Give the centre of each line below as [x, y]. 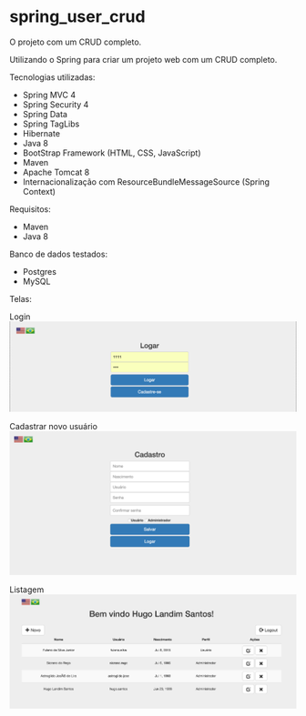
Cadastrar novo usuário [54, 426]
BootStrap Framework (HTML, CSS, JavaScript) [112, 153]
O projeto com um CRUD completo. [76, 42]
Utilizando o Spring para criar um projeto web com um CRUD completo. [143, 59]
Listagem [27, 590]
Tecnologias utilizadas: [52, 77]
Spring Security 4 [56, 104]
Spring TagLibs [51, 124]
